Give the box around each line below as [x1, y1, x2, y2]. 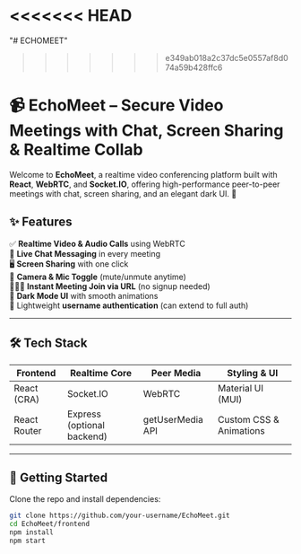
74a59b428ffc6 [165, 62, 223, 73]
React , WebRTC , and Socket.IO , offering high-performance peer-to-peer [9, 179, 280, 189]
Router [13, 424, 42, 436]
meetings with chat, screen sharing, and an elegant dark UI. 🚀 [9, 188, 237, 198]
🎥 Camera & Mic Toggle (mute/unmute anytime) [9, 271, 186, 282]
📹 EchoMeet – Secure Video [9, 95, 224, 116]
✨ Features [9, 215, 73, 230]
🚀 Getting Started [9, 470, 108, 485]
